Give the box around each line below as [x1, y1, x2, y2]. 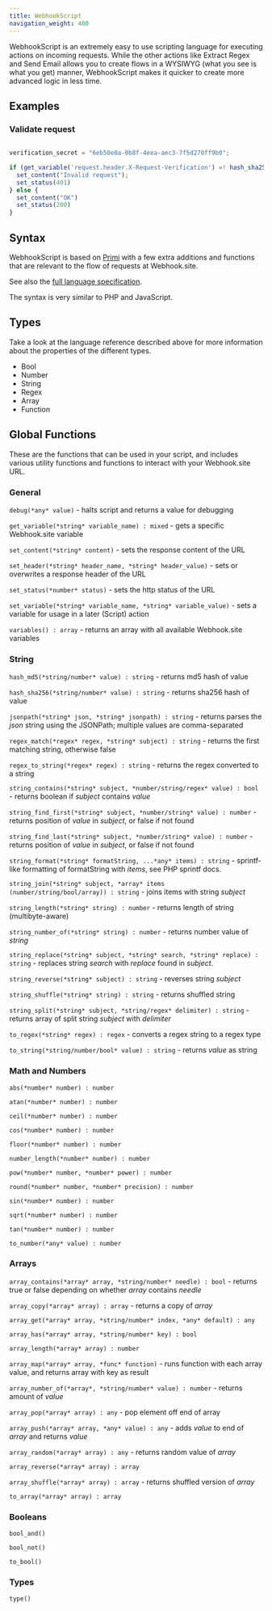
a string [9, 769, 35, 778]
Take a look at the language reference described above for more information [9, 337, 263, 347]
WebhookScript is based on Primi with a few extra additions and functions [9, 252, 255, 262]
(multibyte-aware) [9, 911, 69, 921]
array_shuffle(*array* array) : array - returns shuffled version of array [9, 1477, 255, 1487]
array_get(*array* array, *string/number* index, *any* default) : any [9, 1316, 255, 1324]
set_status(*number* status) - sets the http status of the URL [9, 584, 216, 594]
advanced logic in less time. [9, 76, 103, 86]
